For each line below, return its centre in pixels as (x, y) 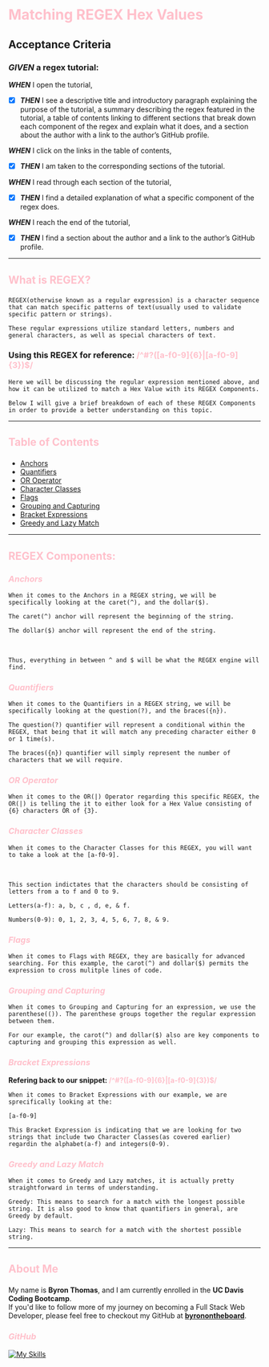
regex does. (40, 207)
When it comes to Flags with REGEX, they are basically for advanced (127, 957)
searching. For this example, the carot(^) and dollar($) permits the (128, 964)
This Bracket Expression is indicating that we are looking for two (125, 1130)
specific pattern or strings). (60, 314)
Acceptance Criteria (60, 45)
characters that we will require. (66, 761)
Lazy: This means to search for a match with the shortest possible (125, 1230)
